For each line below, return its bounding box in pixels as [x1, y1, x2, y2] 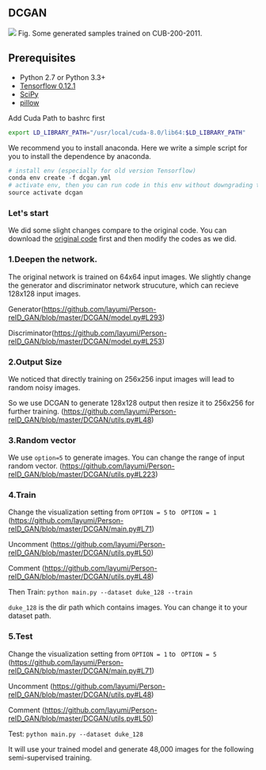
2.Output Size [8, 356, 63, 368]
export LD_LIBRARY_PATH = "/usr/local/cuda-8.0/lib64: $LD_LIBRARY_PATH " [8, 129, 246, 137]
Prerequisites [8, 52, 76, 65]
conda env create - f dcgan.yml [8, 174, 112, 182]
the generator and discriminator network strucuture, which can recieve [8, 280, 239, 290]
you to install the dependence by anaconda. [8, 151, 152, 161]
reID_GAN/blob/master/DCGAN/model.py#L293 [8, 313, 163, 322]
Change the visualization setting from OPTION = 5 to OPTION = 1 [8, 507, 217, 517]
